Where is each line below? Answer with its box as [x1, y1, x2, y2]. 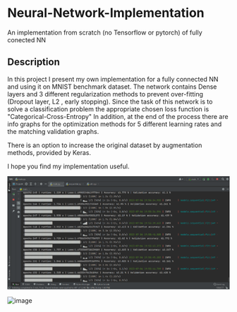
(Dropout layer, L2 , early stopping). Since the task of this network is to [7, 97, 213, 106]
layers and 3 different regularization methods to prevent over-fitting [7, 89, 203, 98]
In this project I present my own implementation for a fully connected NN [7, 75, 219, 83]
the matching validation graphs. [7, 127, 99, 135]
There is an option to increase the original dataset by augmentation [7, 141, 202, 149]
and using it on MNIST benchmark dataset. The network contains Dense [7, 82, 217, 91]
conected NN [7, 35, 47, 44]
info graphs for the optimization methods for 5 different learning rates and [7, 120, 222, 128]
